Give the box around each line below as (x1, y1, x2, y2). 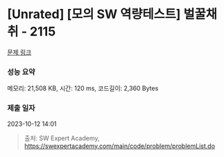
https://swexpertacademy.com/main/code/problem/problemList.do (24, 142, 216, 150)
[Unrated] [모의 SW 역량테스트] (7, 6, 181, 22)
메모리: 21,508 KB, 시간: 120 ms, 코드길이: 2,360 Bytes (7, 84, 159, 92)
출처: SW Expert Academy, (24, 133, 100, 142)
